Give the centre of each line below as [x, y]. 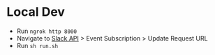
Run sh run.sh [37, 45]
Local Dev [36, 12]
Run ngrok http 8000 [47, 31]
